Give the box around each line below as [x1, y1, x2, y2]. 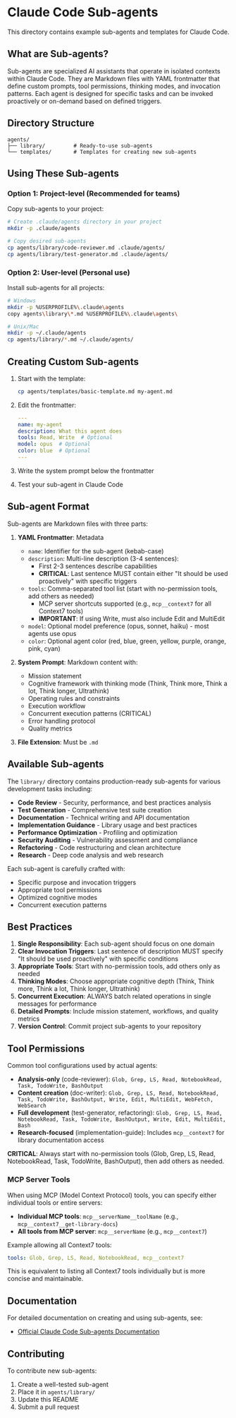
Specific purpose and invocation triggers [17, 878, 137, 887]
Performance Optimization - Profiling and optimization [17, 828, 178, 836]
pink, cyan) [27, 644, 61, 653]
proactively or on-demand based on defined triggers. [7, 97, 162, 105]
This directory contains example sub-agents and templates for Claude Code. [7, 28, 230, 36]
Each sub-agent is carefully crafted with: [7, 864, 125, 872]
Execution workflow [27, 702, 86, 710]
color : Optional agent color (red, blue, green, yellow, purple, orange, [27, 637, 227, 645]
